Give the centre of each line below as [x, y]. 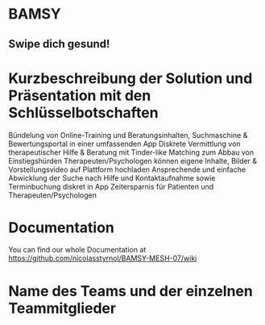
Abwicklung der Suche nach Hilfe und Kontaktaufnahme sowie [112, 177]
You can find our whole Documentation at [77, 250]
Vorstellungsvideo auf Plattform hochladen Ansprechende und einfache [127, 169]
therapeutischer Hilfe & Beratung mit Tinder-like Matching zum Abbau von [131, 152]
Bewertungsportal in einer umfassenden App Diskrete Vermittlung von [124, 144]
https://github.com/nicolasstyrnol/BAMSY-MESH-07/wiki [103, 258]
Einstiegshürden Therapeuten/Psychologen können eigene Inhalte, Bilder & [133, 160]
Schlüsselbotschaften [83, 112]
